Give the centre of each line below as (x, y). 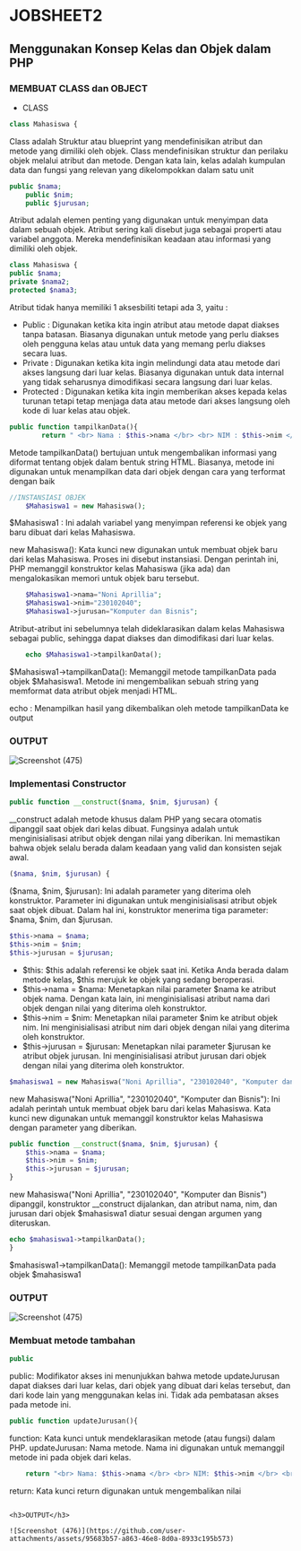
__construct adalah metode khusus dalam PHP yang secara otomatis (136, 819)
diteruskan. (30, 1223)
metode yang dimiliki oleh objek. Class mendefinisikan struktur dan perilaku (149, 151)
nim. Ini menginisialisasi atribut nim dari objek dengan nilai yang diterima (156, 1027)
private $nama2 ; (39, 282)
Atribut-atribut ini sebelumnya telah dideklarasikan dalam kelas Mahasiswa (147, 628)
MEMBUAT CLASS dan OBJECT (78, 88)
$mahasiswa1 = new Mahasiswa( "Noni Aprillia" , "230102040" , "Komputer (144, 1082)
